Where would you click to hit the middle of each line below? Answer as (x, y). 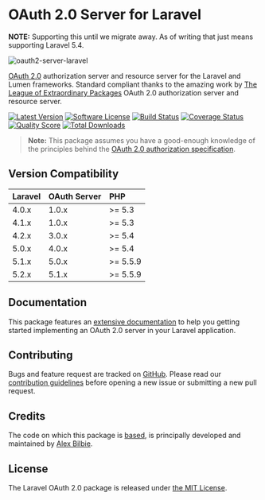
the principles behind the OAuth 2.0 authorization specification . (132, 149)
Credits (27, 416)
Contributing (41, 355)
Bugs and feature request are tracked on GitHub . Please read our (115, 374)
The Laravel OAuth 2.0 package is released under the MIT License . (118, 488)
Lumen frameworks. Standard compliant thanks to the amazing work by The (132, 84)
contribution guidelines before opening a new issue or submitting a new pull (132, 382)
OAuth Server (75, 196)
